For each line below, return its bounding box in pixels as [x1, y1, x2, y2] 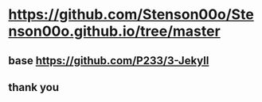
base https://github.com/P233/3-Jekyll [8, 54, 209, 67]
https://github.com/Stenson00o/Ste [8, 6, 255, 24]
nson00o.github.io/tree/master [8, 22, 221, 40]
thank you [8, 81, 60, 94]
